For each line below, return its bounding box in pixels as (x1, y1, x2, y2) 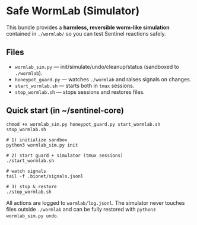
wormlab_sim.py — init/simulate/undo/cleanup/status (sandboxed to (14, 63, 179, 70)
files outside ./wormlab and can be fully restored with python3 (6, 205, 156, 213)
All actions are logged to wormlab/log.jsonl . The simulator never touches (6, 199, 185, 206)
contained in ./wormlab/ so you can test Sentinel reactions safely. (6, 30, 166, 37)
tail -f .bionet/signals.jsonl (6, 173, 84, 179)
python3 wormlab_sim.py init (6, 142, 78, 148)
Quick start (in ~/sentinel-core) (6, 106, 125, 116)
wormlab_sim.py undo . (6, 212, 59, 219)
